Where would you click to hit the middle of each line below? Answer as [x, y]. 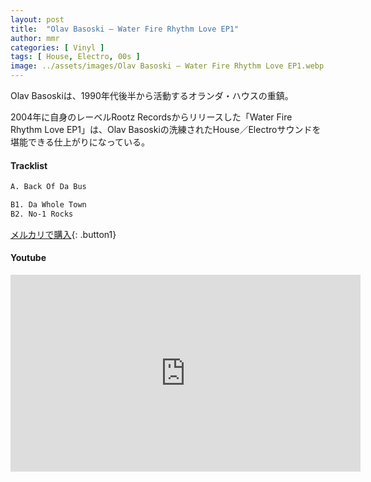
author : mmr [35, 38]
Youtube [28, 258]
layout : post [37, 19]
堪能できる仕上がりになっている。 [80, 142]
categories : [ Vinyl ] [57, 47]
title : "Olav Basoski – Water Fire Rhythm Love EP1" [125, 29]
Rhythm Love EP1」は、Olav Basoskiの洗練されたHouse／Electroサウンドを [166, 129]
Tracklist [29, 165]
